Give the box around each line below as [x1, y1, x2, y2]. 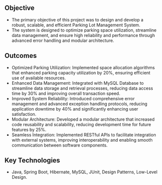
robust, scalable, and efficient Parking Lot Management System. [11, 22, 141, 28]
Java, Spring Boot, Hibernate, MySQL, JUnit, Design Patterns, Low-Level [11, 169, 158, 175]
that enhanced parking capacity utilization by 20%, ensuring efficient [11, 70, 150, 75]
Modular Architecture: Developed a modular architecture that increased [11, 116, 155, 122]
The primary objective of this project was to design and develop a [11, 17, 144, 22]
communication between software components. [11, 142, 108, 148]
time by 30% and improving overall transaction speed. [11, 90, 120, 96]
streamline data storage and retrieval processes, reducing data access [11, 85, 153, 91]
